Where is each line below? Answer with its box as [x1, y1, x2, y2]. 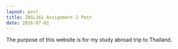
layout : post [6, 8, 39, 15]
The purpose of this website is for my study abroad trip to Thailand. [6, 36, 172, 44]
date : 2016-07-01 [6, 20, 50, 26]
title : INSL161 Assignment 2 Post [6, 14, 93, 20]
